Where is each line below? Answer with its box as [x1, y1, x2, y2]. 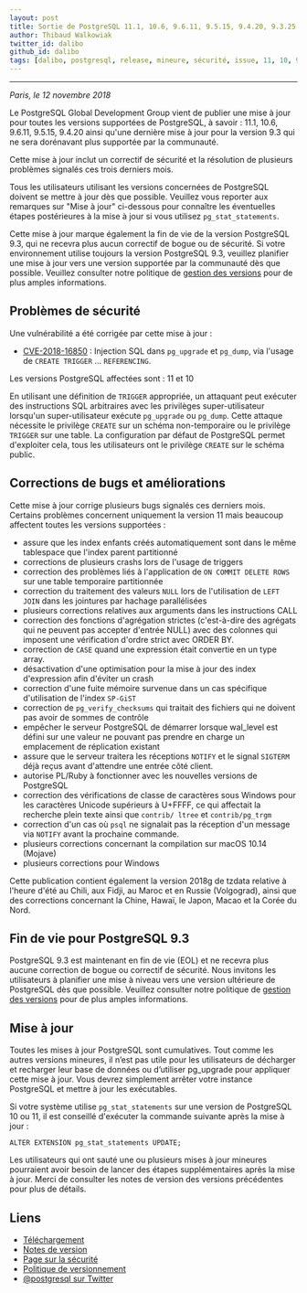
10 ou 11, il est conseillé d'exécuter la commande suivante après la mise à [9, 1111, 285, 1122]
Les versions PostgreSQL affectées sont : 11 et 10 [9, 372, 195, 384]
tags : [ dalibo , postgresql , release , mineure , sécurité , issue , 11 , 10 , [9, 56, 292, 65]
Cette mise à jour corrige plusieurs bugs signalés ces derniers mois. [9, 499, 266, 510]
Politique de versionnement [22, 1264, 126, 1275]
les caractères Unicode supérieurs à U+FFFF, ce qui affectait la [22, 799, 261, 810]
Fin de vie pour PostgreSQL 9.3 [9, 931, 190, 946]
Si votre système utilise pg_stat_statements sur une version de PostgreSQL [9, 1101, 292, 1112]
